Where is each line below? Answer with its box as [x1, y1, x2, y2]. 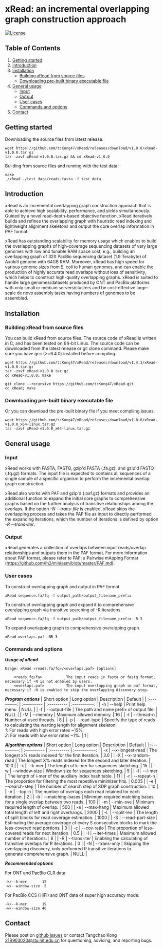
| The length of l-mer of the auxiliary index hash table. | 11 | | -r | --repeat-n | [5, 773, 158, 779]
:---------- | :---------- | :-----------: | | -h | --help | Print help [21, 701, 146, 707]
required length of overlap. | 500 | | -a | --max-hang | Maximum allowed [5, 804, 149, 810]
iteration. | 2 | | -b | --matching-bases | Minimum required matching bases [5, 794, 154, 799]
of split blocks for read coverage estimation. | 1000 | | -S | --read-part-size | [5, 815, 158, 820]
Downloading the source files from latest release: [5, 136, 104, 142]
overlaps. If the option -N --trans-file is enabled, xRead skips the [5, 506, 135, 512]
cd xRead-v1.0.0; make [5, 373, 51, 378]
